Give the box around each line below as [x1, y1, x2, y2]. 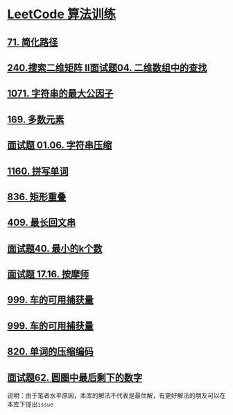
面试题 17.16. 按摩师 [7, 268, 89, 280]
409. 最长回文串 [7, 217, 76, 229]
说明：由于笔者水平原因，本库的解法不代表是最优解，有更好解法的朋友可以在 [7, 391, 226, 400]
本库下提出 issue [7, 400, 53, 409]
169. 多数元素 [7, 113, 64, 125]
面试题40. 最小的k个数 [7, 243, 103, 254]
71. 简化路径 [7, 36, 58, 48]
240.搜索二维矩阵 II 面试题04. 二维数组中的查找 [7, 62, 207, 74]
